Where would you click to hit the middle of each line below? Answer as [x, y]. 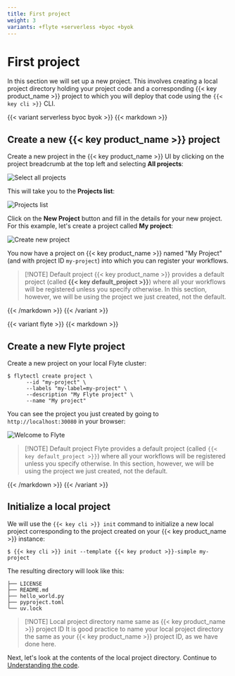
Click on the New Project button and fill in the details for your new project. [115, 218]
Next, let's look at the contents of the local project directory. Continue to [112, 657]
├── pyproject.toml [36, 602]
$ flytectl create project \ [50, 376]
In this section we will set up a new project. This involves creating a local [113, 81]
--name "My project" [56, 401]
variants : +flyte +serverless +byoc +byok [70, 27]
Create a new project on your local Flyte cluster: [77, 363]
